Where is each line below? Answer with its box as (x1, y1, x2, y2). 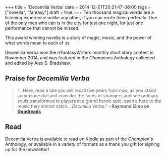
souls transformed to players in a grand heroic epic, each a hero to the (17, 98, 162, 104)
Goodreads (17, 108, 41, 114)
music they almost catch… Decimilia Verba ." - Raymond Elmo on (17, 103, 150, 109)
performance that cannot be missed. (5, 25, 80, 31)
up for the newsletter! (5, 146, 50, 152)
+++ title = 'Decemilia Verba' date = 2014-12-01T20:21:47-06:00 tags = (5, 4, 151, 10)
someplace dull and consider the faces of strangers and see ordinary (17, 92, 159, 98)
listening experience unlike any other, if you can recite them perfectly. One (5, 15, 157, 20)
